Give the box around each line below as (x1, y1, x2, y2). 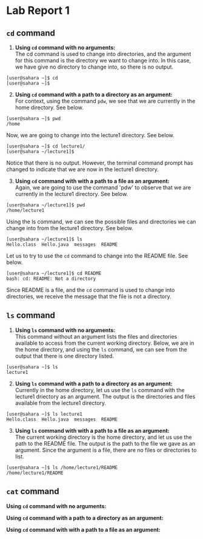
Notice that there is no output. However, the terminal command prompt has (6, 159, 193, 166)
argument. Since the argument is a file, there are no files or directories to (15, 446, 197, 453)
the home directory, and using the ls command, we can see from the (15, 345, 187, 353)
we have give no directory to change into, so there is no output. (15, 63, 174, 70)
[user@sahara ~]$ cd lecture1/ (6, 143, 85, 149)
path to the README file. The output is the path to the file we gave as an (15, 439, 196, 447)
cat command (6, 486, 59, 497)
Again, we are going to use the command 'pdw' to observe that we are (15, 184, 191, 191)
